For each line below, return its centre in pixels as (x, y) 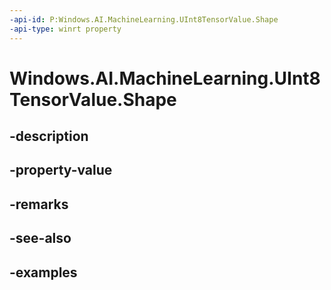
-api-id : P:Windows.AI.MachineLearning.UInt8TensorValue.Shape (144, 19)
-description (49, 136)
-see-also (40, 238)
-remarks (39, 204)
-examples (43, 272)
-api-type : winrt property (65, 29)
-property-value (61, 170)
